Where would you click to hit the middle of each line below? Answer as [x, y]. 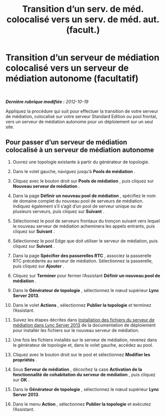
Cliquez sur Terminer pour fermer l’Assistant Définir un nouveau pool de [86, 275]
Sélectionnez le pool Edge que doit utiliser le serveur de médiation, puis [85, 241]
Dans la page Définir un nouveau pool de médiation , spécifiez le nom [84, 196]
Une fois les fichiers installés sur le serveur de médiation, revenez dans [85, 340]
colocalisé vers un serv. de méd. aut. [83, 19]
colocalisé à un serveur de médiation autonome [80, 150]
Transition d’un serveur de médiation [82, 58]
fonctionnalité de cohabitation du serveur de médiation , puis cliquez [84, 374]
